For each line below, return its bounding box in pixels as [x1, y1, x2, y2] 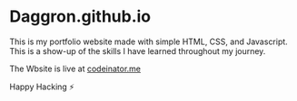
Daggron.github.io [9, 6, 152, 27]
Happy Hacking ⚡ [9, 81, 75, 92]
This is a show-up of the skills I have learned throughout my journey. [9, 45, 266, 56]
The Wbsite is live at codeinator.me [9, 63, 142, 74]
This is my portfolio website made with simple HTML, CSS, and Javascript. [9, 36, 288, 47]
